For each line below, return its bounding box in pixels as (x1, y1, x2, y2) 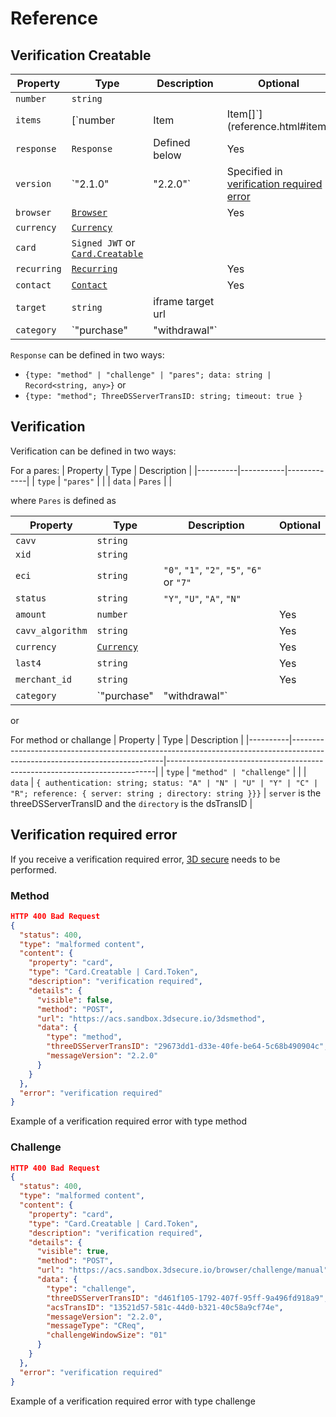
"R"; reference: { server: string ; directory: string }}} (10, 788, 262, 799)
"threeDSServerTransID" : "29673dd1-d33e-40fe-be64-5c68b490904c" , (46, 1042, 329, 1052)
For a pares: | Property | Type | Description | (10, 464, 193, 476)
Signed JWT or (71, 236, 136, 249)
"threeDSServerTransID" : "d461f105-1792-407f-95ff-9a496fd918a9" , (46, 1293, 329, 1303)
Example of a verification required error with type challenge (10, 1395, 256, 1407)
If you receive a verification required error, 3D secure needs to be (10, 853, 281, 865)
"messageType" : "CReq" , (46, 1321, 145, 1331)
